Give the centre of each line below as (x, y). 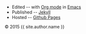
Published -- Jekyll (31, 12)
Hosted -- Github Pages (36, 17)
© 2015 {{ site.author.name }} (35, 27)
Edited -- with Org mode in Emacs (46, 7)
